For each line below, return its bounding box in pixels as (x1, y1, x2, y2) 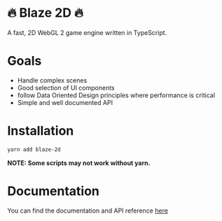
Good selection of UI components (17, 83, 116, 92)
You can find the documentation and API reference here (7, 206, 168, 215)
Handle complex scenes (17, 76, 88, 85)
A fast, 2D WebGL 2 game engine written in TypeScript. (7, 28, 167, 36)
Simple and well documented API (17, 98, 113, 106)
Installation (7, 123, 74, 139)
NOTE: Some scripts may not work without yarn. (7, 159, 151, 167)
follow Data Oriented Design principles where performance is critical (17, 91, 216, 99)
